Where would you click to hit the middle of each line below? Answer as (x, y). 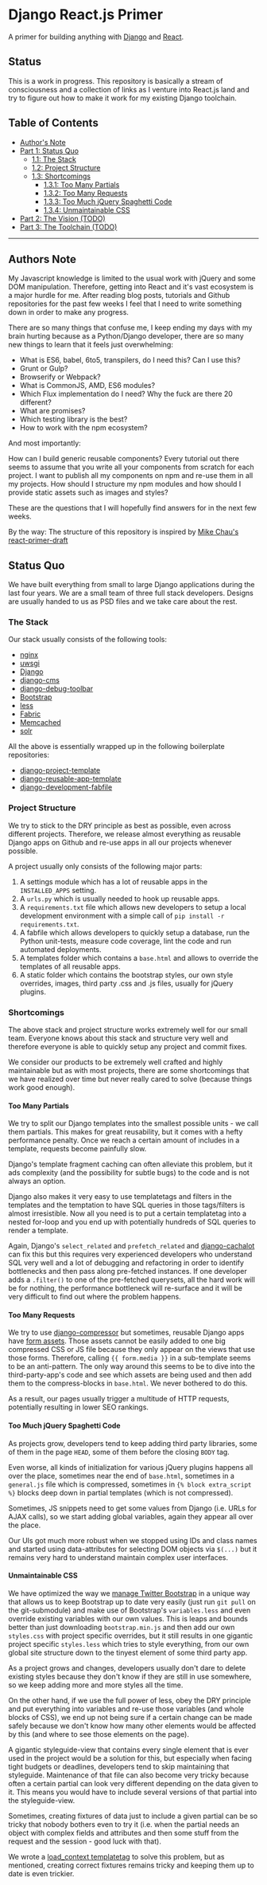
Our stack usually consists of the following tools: (88, 640)
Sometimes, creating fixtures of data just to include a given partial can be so (133, 1816)
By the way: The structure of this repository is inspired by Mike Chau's (124, 532)
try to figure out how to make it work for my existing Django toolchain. (122, 98)
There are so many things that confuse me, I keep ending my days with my (130, 327)
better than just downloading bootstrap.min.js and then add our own (122, 1627)
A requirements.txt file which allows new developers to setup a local (133, 907)
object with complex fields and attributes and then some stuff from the (124, 1832)
